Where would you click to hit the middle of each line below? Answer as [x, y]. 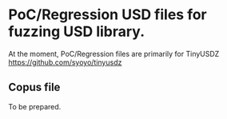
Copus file [34, 87]
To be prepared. [35, 106]
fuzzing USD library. [77, 32]
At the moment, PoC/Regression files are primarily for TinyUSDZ [114, 54]
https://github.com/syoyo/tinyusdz [65, 62]
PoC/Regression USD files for [108, 15]
